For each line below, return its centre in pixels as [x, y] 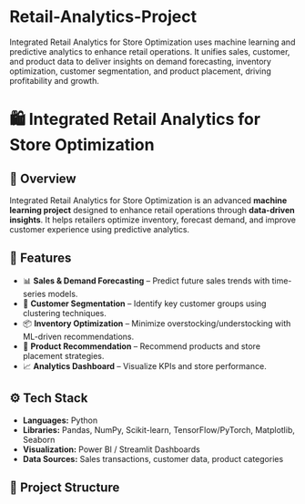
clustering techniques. [65, 313]
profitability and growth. [55, 80]
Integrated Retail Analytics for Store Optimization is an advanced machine [148, 200]
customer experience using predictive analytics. [99, 229]
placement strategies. [63, 355]
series [34, 293]
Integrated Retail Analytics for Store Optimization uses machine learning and [152, 42]
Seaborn [39, 439]
